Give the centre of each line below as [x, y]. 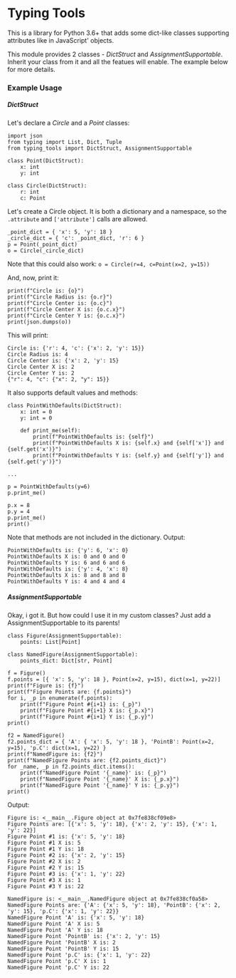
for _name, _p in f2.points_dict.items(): [71, 766]
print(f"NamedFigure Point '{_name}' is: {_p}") [93, 773]
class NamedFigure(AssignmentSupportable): [73, 654]
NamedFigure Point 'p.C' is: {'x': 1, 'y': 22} [79, 955]
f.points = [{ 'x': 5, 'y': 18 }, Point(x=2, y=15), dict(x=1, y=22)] [114, 679]
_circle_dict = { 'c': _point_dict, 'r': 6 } [76, 238]
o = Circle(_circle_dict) [45, 251]
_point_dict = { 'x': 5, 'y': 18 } [60, 232]
